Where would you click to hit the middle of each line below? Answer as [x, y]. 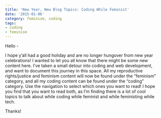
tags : [10, 23]
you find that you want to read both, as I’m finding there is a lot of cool [75, 91]
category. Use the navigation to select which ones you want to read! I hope [80, 86]
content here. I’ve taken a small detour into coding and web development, [79, 66]
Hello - [12, 46]
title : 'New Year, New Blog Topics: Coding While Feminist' [67, 9]
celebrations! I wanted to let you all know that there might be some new [77, 60]
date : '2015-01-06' [25, 14]
